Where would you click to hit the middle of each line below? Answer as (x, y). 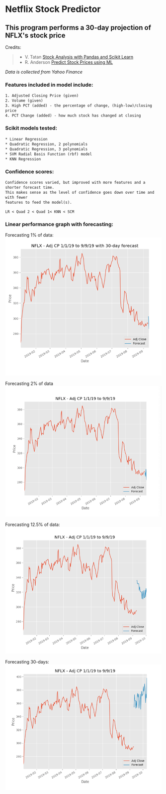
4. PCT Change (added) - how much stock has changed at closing (73, 116)
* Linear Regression (27, 139)
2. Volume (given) (24, 101)
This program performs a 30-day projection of (78, 28)
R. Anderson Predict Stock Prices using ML (69, 62)
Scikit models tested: (31, 128)
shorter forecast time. (30, 187)
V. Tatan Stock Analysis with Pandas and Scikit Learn (79, 57)
